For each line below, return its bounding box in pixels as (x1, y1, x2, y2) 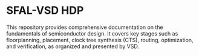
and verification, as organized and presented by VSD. (6, 43, 139, 50)
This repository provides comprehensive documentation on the (6, 23, 163, 31)
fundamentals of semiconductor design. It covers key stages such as (6, 30, 178, 37)
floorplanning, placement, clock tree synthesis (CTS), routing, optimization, (6, 36, 194, 43)
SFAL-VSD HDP (6, 4, 84, 17)
